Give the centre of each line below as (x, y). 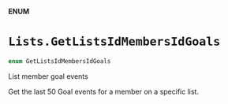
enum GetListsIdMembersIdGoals (60, 61)
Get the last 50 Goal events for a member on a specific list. (104, 91)
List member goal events (48, 76)
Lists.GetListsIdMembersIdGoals (114, 42)
